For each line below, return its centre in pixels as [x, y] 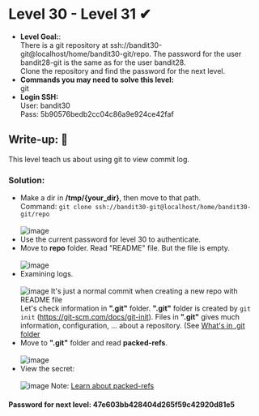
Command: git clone [56, 207]
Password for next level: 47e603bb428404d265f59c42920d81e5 [122, 404]
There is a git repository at [64, 45]
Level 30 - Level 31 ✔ [80, 14]
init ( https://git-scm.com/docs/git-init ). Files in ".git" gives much [130, 317]
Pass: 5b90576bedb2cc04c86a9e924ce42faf [97, 114]
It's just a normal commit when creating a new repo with [145, 291]
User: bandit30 [45, 105]
